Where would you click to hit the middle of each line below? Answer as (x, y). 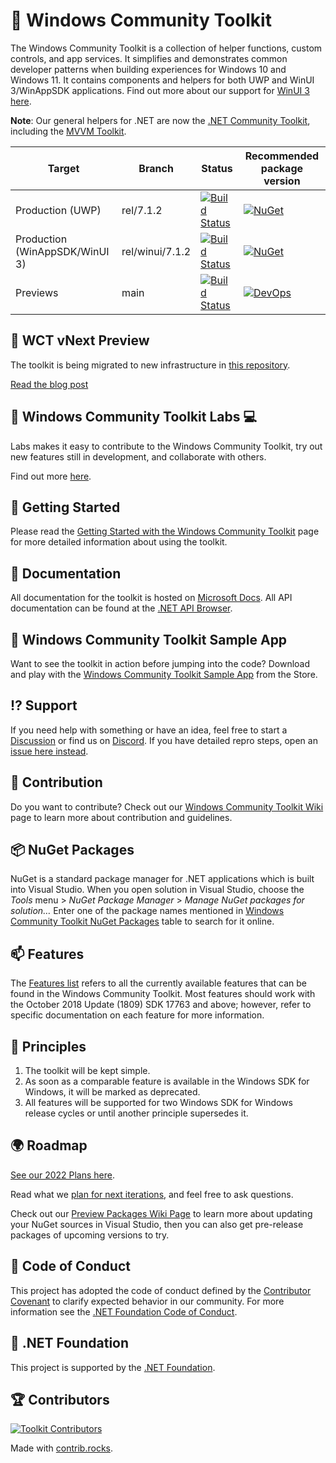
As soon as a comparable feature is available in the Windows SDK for (167, 1081)
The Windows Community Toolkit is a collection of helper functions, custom (166, 48)
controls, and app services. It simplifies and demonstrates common (149, 58)
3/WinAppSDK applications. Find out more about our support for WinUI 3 (160, 90)
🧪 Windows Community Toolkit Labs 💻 (134, 417)
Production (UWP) (58, 210)
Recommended (282, 156)
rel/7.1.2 (142, 210)
